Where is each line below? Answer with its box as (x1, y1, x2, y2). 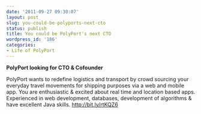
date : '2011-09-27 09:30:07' (6, 8, 79, 15)
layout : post (6, 14, 39, 20)
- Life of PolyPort (6, 48, 55, 54)
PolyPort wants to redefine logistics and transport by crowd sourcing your (6, 75, 189, 82)
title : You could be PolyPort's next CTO (6, 31, 112, 37)
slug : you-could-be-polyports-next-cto (6, 20, 106, 26)
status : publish (6, 25, 47, 32)
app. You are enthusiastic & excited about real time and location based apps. (6, 88, 196, 95)
